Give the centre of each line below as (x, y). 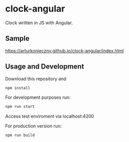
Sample (17, 39)
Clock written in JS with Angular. (39, 23)
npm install (18, 88)
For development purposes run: (38, 97)
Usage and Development (45, 67)
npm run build (20, 135)
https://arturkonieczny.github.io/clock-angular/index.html (64, 50)
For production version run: (34, 126)
